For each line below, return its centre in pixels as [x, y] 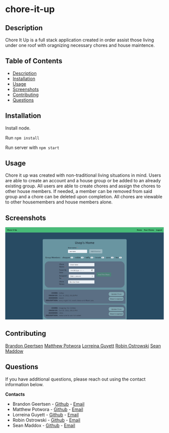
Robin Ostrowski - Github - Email [46, 420]
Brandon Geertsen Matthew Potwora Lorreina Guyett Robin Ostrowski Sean [83, 345]
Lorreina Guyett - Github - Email [46, 414]
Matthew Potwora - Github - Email [48, 409]
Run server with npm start [32, 148]
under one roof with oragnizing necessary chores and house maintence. [80, 45]
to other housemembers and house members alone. [59, 202]
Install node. [18, 128]
